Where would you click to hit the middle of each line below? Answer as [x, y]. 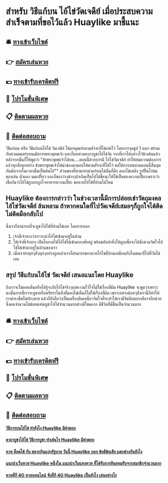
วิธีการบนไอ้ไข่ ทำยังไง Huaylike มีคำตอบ [41, 428]
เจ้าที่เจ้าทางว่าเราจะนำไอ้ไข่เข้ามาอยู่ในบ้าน [47, 236]
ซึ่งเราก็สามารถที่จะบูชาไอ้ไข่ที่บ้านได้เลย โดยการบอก [48, 226]
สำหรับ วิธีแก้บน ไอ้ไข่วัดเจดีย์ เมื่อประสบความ [79, 11]
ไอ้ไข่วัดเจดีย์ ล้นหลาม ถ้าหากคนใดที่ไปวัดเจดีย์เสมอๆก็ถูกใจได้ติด [84, 206]
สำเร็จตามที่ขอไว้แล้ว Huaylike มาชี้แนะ [72, 22]
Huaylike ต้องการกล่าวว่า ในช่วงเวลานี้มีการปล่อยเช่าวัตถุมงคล [83, 198]
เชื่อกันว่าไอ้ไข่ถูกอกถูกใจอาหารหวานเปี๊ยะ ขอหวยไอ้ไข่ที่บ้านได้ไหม [59, 182]
